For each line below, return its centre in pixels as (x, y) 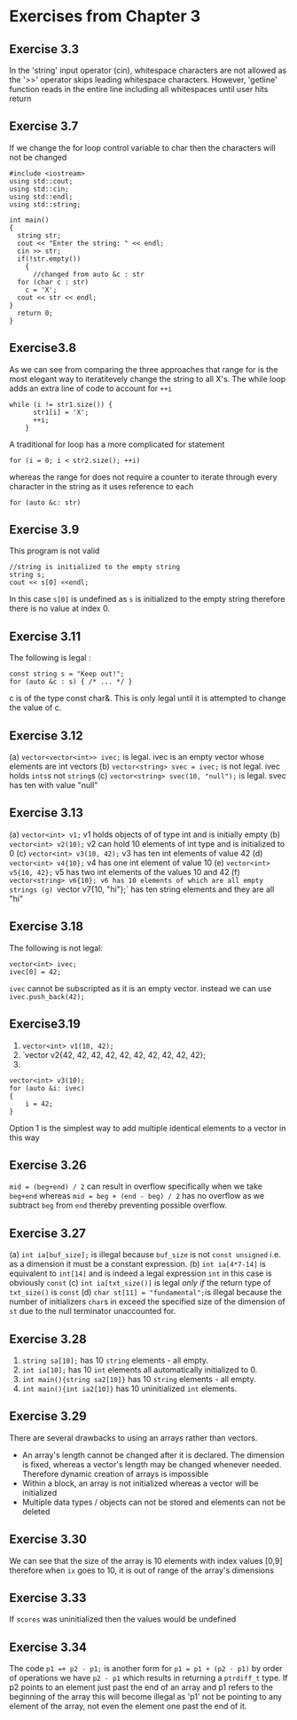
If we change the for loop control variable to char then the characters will (143, 147)
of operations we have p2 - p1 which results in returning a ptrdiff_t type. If (148, 1678)
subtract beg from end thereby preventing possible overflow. (118, 1205)
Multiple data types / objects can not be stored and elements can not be (154, 1502)
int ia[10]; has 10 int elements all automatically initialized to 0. (140, 1369)
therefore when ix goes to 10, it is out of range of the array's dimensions (142, 1570)
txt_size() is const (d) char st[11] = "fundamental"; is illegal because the (145, 1293)
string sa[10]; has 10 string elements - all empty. (115, 1360)
